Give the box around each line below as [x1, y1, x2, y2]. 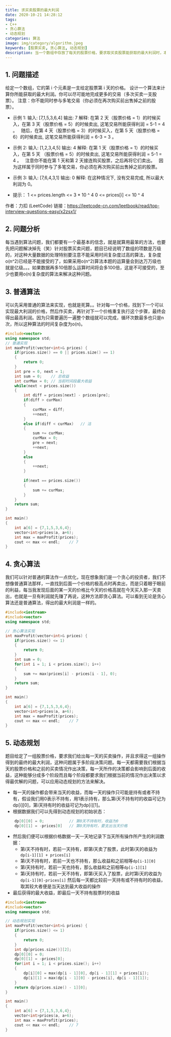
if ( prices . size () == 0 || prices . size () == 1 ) [14, 350, 115, 355]
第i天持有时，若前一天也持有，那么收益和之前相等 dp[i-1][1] [20, 864, 147, 870]
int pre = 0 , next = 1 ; [14, 369, 65, 374]
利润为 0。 [12, 181, 35, 187]
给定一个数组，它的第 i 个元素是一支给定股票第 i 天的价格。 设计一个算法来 [5, 85, 161, 91]
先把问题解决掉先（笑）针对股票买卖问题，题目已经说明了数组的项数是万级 [5, 245, 161, 251]
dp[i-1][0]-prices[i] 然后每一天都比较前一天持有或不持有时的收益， [20, 877, 165, 883]
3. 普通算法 [5, 287, 40, 296]
